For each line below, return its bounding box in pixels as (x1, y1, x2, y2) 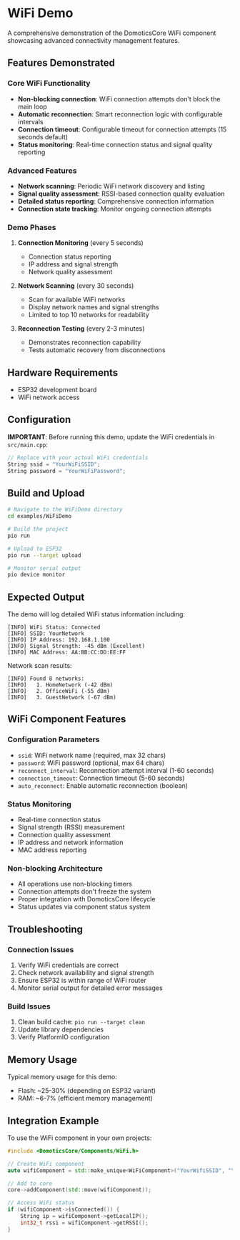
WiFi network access (17, 393, 80, 401)
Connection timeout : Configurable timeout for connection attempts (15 (17, 125, 227, 134)
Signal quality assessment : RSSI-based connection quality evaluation (17, 189, 225, 198)
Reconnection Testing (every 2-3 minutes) (17, 324, 145, 333)
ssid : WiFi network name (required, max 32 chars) (17, 751, 166, 759)
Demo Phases (7, 222, 56, 232)
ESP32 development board (17, 386, 97, 394)
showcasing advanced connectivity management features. (7, 36, 180, 44)
